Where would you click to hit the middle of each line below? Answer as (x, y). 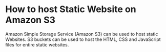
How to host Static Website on (71, 9)
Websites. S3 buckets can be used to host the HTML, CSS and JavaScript (83, 39)
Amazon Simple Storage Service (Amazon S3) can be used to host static (82, 34)
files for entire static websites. (37, 44)
